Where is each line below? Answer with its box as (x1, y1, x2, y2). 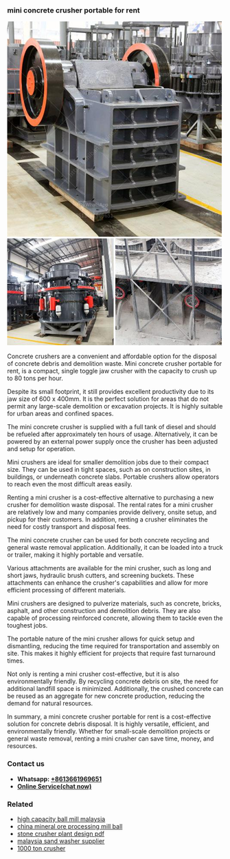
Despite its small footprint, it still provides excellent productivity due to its (7, 388, 214, 396)
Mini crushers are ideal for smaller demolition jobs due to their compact (7, 458, 209, 466)
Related (7, 799, 34, 809)
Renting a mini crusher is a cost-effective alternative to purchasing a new (7, 493, 214, 501)
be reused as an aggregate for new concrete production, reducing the (7, 692, 205, 701)
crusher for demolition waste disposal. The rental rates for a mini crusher (7, 501, 214, 509)
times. (7, 656, 25, 665)
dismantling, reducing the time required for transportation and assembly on (7, 642, 220, 650)
